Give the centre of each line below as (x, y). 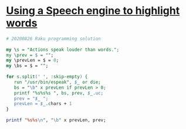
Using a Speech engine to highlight (93, 11)
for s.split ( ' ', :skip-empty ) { (47, 77)
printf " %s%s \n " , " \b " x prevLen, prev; (56, 120)
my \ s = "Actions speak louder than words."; (62, 50)
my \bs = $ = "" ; (27, 66)
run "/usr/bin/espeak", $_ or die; (57, 82)
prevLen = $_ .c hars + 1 (43, 104)
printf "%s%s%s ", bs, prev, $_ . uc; (59, 93)
